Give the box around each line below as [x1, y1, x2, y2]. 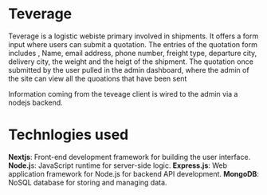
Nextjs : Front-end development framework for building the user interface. [8, 152, 251, 161]
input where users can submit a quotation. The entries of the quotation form [8, 39, 257, 49]
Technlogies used [8, 125, 129, 144]
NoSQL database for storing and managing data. [8, 177, 167, 187]
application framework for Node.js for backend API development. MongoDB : [8, 169, 259, 178]
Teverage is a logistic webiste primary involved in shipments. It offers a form [8, 31, 259, 41]
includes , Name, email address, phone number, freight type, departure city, [8, 48, 257, 58]
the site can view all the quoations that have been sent [8, 74, 187, 83]
